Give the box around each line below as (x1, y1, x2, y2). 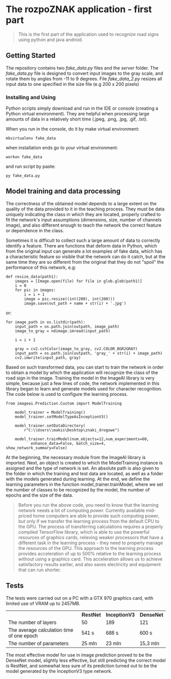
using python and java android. (18, 37, 83, 43)
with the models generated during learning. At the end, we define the (6, 476, 150, 482)
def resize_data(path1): (6, 274, 58, 279)
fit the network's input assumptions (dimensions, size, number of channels (6, 217, 162, 223)
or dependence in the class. (6, 227, 64, 233)
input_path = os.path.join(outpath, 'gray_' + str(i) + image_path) (15, 351, 163, 356)
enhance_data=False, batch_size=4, (30, 441, 106, 446)
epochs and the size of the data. (6, 492, 74, 498)
